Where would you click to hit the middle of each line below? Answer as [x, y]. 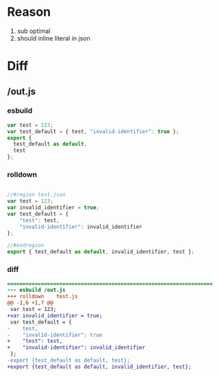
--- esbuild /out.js [37, 290]
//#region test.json [37, 195]
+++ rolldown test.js [42, 297]
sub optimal [34, 31]
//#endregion [26, 245]
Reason [29, 12]
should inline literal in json [53, 38]
